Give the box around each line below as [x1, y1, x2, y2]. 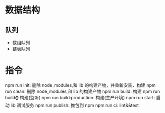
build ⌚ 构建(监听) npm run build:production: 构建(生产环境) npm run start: [5, 94, 155, 100]
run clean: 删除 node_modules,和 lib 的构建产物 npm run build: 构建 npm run [5, 88, 160, 94]
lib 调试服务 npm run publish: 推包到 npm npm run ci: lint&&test [10, 102, 139, 108]
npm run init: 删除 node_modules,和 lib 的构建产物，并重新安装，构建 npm [5, 82, 156, 88]
